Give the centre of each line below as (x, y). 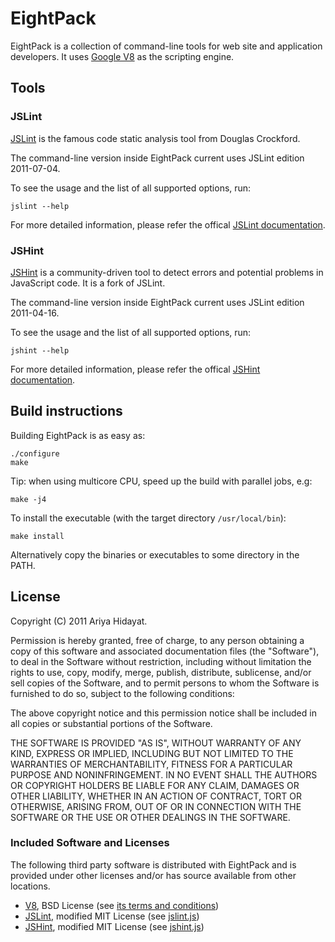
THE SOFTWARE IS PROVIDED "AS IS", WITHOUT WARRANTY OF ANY (156, 743)
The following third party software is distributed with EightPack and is (153, 864)
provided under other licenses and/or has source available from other (153, 875)
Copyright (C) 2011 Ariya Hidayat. (79, 621)
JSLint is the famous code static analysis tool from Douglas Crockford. (155, 138)
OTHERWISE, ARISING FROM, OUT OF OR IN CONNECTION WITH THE (156, 806)
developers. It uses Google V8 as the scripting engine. (122, 56)
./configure (35, 453)
